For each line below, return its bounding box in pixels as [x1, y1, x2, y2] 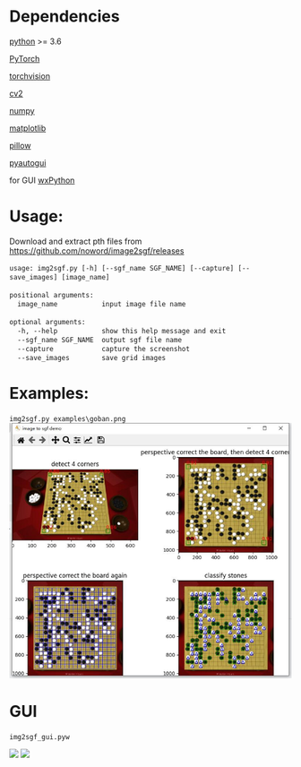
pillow [9, 140, 31, 151]
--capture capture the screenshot [17, 344, 191, 353]
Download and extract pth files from [9, 236, 142, 246]
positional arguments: [9, 290, 94, 299]
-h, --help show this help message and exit [17, 326, 227, 335]
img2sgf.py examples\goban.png [9, 414, 126, 423]
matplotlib [9, 123, 47, 134]
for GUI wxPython [9, 175, 75, 185]
